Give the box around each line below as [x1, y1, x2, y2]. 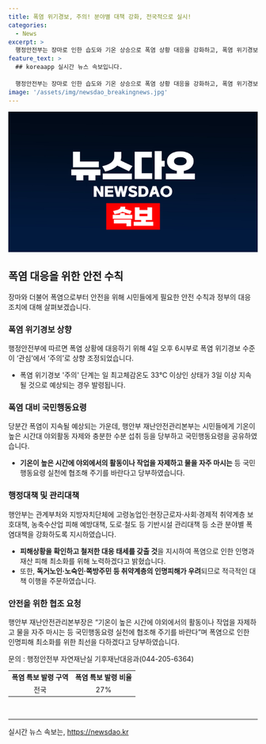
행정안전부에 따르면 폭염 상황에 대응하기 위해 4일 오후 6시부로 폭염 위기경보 [8, 344, 241, 353]
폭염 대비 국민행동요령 [8, 402, 87, 413]
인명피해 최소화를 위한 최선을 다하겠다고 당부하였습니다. [8, 638, 180, 646]
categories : [8, 21, 47, 29]
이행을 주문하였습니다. [28, 576, 97, 585]
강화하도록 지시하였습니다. [35, 529, 116, 539]
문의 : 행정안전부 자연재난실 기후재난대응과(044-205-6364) [8, 654, 194, 663]
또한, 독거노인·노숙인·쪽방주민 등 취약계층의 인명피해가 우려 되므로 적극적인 [19, 566, 248, 576]
